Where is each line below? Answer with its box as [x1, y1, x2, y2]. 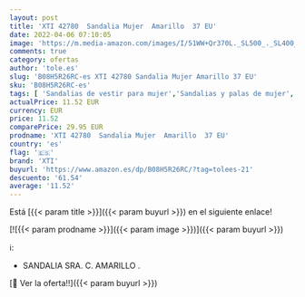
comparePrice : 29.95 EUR [9, 123, 103, 132]
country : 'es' [9, 139, 64, 148]
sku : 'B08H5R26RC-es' [9, 81, 92, 90]
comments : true [9, 47, 67, 56]
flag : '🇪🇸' [9, 148, 54, 157]
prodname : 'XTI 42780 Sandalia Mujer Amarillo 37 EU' [9, 131, 230, 140]
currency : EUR [9, 106, 64, 115]
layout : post [9, 13, 59, 23]
